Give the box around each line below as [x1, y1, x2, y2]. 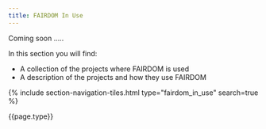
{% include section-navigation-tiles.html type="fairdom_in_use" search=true [8, 88, 259, 97]
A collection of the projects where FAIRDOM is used [19, 64, 190, 74]
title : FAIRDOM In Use [8, 11, 83, 20]
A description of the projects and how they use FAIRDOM [19, 72, 206, 82]
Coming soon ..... [8, 33, 64, 43]
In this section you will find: [8, 48, 98, 58]
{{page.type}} [8, 112, 54, 121]
